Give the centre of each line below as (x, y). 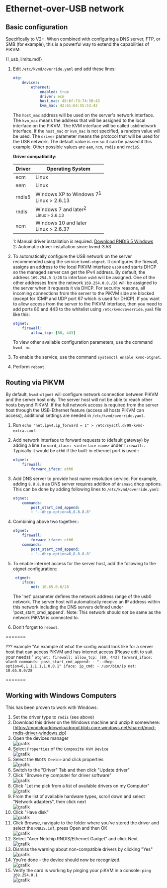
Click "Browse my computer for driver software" (62, 775)
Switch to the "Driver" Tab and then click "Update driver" (71, 770)
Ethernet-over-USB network (65, 9)
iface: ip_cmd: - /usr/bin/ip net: (100, 666)
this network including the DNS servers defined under (68, 607)
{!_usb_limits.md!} (24, 59)
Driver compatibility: (35, 157)
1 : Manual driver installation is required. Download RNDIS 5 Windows (83, 241)
